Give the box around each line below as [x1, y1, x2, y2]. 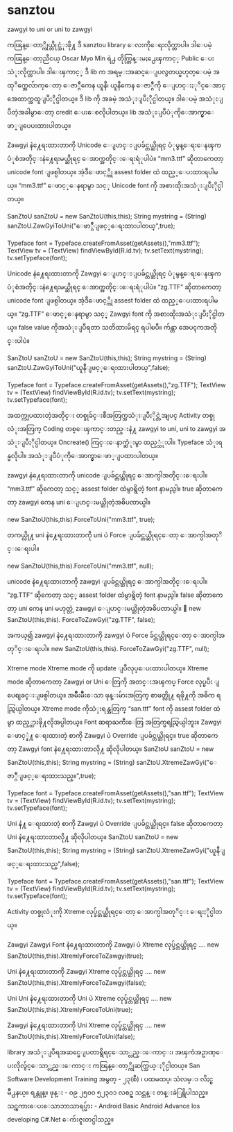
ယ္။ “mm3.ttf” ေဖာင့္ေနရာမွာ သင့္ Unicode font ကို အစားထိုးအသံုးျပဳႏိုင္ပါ [7, 181, 223, 189]
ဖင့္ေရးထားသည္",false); [7, 859, 80, 868]
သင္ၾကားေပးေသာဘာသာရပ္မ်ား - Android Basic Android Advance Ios [7, 1101, 200, 1110]
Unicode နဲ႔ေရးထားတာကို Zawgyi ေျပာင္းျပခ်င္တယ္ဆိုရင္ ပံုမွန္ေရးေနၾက [7, 269, 222, 278]
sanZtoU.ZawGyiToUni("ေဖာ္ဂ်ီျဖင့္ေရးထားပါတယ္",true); [7, 221, 175, 230]
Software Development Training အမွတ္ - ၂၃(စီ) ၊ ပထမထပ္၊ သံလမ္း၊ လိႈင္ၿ [7, 1074, 214, 1083]
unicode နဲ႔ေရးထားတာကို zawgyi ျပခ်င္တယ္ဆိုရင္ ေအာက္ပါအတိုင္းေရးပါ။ [7, 577, 208, 585]
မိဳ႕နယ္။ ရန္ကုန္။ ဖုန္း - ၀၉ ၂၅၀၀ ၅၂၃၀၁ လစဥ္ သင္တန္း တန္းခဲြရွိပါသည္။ [7, 1088, 209, 1097]
